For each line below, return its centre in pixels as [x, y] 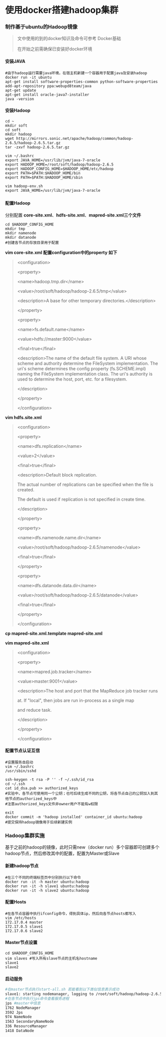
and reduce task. [34, 710]
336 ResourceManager [26, 1026]
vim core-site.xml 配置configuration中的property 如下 [61, 252]
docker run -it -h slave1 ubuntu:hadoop [47, 886]
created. [26, 489]
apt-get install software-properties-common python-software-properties [82, 82]
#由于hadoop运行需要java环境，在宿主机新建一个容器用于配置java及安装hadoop [76, 73]
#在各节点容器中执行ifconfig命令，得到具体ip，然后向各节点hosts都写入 [71, 913]
